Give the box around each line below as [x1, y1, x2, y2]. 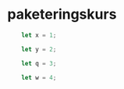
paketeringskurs [7, 5, 117, 23]
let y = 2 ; [21, 45, 57, 53]
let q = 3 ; [21, 59, 57, 67]
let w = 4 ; [21, 73, 57, 81]
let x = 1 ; [21, 31, 57, 39]
